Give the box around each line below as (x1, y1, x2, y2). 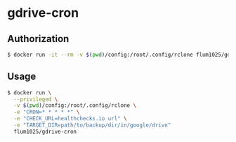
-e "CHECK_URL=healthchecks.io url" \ (13, 115, 128, 122)
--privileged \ (13, 96, 58, 103)
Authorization (7, 33, 70, 45)
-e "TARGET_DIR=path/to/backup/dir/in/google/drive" (13, 122, 171, 129)
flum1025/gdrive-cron (13, 128, 77, 135)
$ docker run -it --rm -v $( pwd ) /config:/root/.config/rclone (7, 51, 193, 58)
